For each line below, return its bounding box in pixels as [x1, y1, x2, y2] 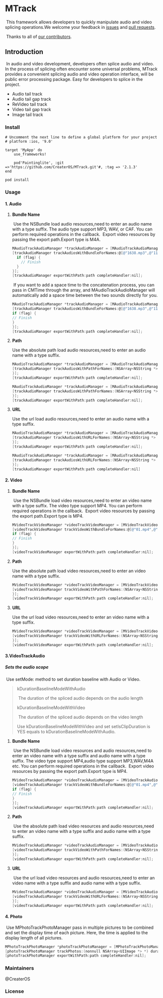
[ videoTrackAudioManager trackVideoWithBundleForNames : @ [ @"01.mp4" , [12, 783, 154, 787]
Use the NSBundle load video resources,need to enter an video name [13, 498, 152, 503]
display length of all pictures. [5, 935, 63, 940]
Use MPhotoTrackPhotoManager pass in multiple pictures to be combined [6, 924, 154, 930]
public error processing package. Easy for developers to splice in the [5, 76, 143, 82]
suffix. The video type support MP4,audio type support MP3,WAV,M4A [12, 758, 154, 764]
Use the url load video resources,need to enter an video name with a [12, 614, 149, 620]
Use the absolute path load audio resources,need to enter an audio [12, 347, 146, 353]
